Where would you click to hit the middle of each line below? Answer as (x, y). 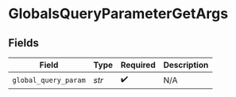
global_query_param (49, 80)
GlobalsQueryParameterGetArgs (118, 14)
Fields (24, 43)
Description (186, 65)
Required (138, 65)
